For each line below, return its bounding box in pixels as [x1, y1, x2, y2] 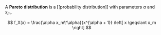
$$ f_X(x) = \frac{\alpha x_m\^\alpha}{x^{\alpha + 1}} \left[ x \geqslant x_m [7, 19, 157, 25]
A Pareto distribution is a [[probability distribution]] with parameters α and [5, 4, 155, 10]
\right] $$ [72, 24, 91, 30]
